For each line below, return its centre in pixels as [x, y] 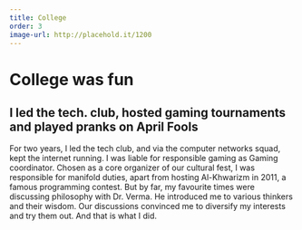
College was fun [72, 79]
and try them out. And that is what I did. [83, 216]
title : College [38, 18]
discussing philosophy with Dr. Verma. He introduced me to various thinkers [151, 196]
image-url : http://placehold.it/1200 [81, 34]
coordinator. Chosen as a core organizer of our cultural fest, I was [132, 168]
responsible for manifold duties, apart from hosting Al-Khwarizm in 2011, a [148, 177]
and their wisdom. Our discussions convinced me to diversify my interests [147, 206]
